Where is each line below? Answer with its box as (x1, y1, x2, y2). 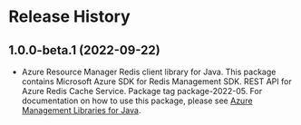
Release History (8, 6, 131, 27)
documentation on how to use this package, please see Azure (21, 95, 253, 106)
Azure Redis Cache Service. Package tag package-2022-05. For (21, 86, 263, 96)
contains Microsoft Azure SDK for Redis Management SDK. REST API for (21, 76, 292, 87)
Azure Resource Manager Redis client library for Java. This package (21, 66, 277, 77)
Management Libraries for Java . (21, 105, 141, 115)
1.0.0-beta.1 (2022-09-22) (8, 43, 160, 58)
